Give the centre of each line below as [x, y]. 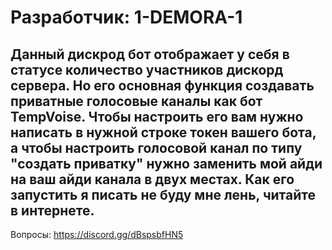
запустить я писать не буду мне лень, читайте [163, 194]
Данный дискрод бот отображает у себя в [150, 54]
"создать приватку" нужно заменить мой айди [166, 163]
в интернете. [52, 210]
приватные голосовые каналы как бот [136, 101]
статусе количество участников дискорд [147, 69]
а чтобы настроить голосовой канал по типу [156, 147]
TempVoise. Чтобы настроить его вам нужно [157, 116]
